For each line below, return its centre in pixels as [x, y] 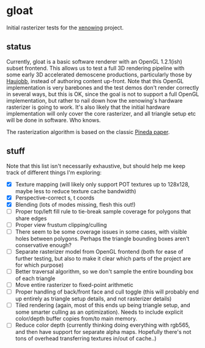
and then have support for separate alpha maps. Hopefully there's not [103, 332]
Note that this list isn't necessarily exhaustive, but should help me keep [96, 166]
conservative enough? [43, 245]
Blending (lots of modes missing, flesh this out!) [75, 204]
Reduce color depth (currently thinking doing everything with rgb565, [102, 325]
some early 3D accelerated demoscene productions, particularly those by [99, 75]
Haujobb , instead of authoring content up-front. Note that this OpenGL [95, 81]
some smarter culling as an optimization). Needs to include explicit [99, 312]
